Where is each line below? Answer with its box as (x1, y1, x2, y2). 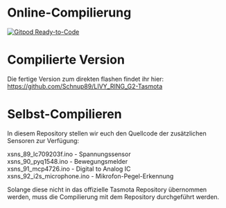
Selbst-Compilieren (7, 106, 123, 122)
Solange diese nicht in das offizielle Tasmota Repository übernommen (7, 185, 207, 193)
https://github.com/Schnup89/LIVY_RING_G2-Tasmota (7, 82, 163, 91)
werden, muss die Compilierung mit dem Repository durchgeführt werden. (7, 192, 220, 201)
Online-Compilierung (7, 5, 132, 21)
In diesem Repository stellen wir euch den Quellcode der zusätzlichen (7, 129, 207, 138)
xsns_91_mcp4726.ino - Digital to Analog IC (7, 164, 131, 173)
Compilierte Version (7, 52, 125, 68)
